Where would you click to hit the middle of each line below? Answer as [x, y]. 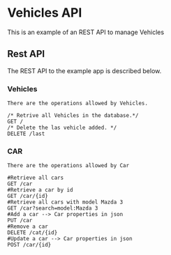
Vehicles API [45, 13]
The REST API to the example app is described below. [84, 70]
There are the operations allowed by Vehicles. [78, 103]
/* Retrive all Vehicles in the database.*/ [73, 116]
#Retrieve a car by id [40, 190]
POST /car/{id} [29, 245]
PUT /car [20, 221]
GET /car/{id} [28, 196]
